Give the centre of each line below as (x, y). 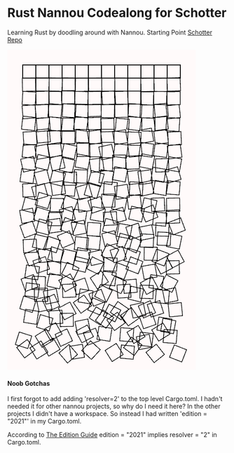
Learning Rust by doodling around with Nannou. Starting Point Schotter (110, 32)
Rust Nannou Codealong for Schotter (117, 13)
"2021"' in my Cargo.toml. (44, 421)
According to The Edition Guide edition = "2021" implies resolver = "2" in (112, 435)
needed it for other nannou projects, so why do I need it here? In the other (114, 406)
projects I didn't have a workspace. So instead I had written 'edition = (108, 414)
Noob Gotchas (29, 383)
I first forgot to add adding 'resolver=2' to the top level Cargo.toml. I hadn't (115, 399)
